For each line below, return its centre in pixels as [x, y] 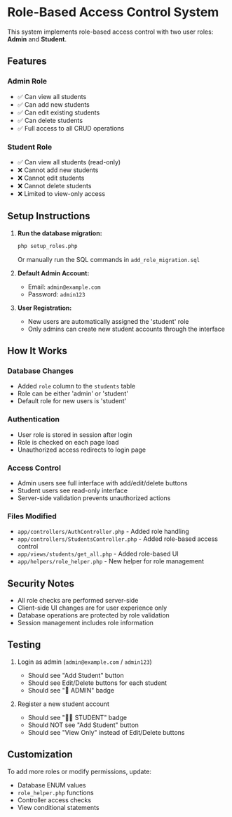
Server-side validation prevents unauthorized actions [94, 498]
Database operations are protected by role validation [93, 615]
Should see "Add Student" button [76, 675]
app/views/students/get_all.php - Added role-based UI [98, 554]
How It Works [37, 351]
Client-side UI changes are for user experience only [92, 608]
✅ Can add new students [53, 104]
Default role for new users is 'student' [72, 401]
